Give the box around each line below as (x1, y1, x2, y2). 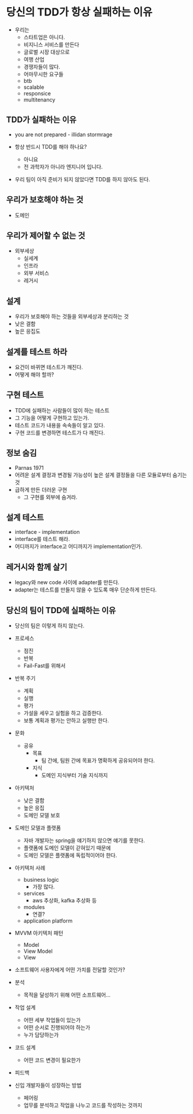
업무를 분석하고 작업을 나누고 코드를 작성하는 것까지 (23, 1102, 143, 1109)
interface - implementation (14, 529, 80, 536)
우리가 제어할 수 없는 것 (6, 231, 86, 241)
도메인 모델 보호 (23, 812, 60, 819)
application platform (23, 917, 73, 924)
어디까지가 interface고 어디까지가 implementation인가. (14, 543, 143, 550)
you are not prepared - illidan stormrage (14, 131, 112, 138)
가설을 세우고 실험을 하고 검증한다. (23, 709, 103, 717)
